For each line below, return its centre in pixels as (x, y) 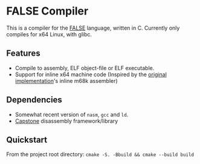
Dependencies (34, 100)
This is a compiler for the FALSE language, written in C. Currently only (93, 28)
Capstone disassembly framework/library (66, 121)
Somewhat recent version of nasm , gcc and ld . (72, 114)
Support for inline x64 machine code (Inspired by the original (91, 74)
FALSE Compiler (47, 11)
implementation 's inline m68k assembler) (66, 80)
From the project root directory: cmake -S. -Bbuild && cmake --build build (100, 154)
